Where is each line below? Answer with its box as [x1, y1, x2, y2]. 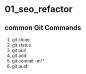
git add [11, 52, 27, 58]
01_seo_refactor [4, 3, 73, 15]
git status [11, 42, 31, 48]
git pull [11, 47, 26, 53]
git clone [11, 36, 30, 42]
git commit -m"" [11, 58, 45, 63]
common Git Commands [4, 23, 82, 32]
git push [11, 63, 29, 69]
